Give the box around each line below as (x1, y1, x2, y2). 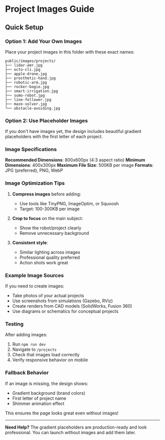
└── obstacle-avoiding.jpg (5, 106, 60, 111)
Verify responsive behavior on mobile (12, 357, 88, 363)
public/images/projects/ (5, 58, 56, 63)
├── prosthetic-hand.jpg (5, 75, 56, 81)
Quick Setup (5, 23, 44, 31)
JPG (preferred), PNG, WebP (5, 167, 63, 173)
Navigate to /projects (12, 346, 57, 352)
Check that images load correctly (12, 352, 80, 358)
